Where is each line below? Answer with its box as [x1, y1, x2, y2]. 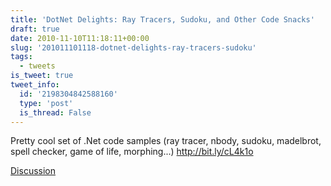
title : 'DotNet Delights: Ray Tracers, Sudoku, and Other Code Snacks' [10, 14, 315, 25]
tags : [10, 52, 33, 62]
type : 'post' [19, 98, 74, 108]
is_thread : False [19, 107, 92, 118]
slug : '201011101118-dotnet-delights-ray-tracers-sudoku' [10, 42, 257, 53]
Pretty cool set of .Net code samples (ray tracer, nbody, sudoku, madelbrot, [10, 135, 322, 147]
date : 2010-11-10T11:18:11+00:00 [10, 33, 150, 43]
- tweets [19, 61, 56, 71]
